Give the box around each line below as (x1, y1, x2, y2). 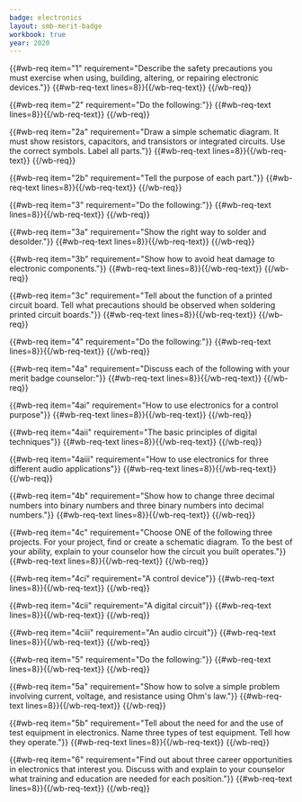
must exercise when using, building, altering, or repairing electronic (9, 73, 259, 84)
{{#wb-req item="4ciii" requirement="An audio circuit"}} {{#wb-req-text (9, 627, 277, 638)
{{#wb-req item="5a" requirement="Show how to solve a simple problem (9, 681, 280, 692)
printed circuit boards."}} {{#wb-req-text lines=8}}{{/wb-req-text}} (9, 310, 257, 320)
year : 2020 (9, 38, 50, 48)
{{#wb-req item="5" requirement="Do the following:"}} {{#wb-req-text (9, 654, 271, 665)
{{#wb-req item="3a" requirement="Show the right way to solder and (9, 227, 267, 238)
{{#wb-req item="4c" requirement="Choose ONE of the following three (9, 527, 272, 538)
